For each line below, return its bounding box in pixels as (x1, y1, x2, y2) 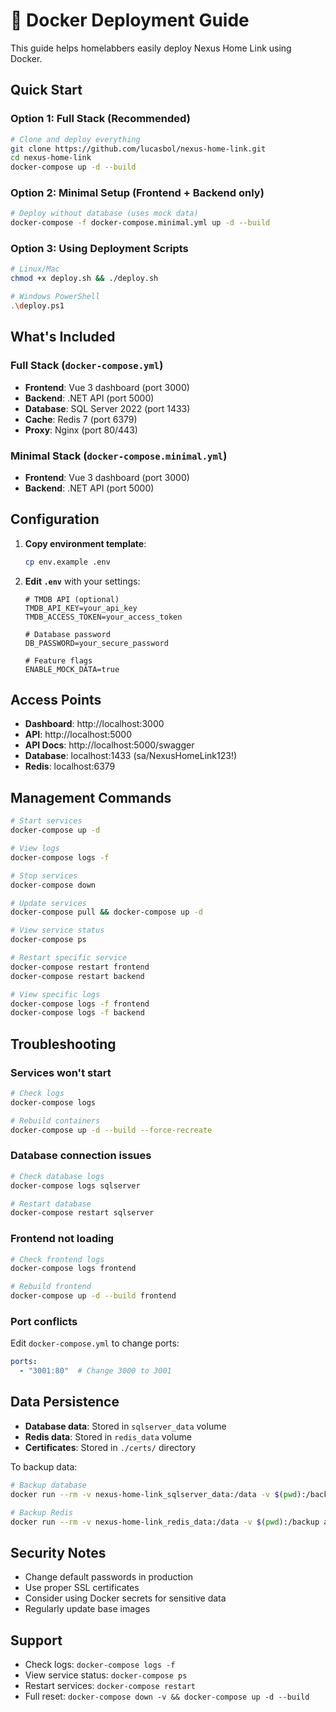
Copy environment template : (24, 537, 147, 549)
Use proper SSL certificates (24, 1582, 140, 1594)
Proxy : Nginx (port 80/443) (24, 424, 138, 436)
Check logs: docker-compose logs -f (24, 1659, 176, 1671)
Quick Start (10, 82, 83, 99)
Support (10, 1632, 63, 1649)
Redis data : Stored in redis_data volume (24, 1430, 192, 1443)
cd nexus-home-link (10, 153, 92, 163)
